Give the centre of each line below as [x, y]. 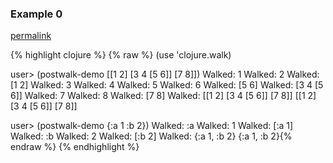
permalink [31, 36]
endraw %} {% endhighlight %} [75, 147]
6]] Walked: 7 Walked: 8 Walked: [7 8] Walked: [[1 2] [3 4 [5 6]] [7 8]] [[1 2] [163, 96]
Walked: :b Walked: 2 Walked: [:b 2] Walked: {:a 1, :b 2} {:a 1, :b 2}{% [151, 136]
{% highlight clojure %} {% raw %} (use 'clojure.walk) [121, 55]
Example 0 [36, 14]
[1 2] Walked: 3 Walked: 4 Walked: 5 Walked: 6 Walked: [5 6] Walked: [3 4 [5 [167, 85]
